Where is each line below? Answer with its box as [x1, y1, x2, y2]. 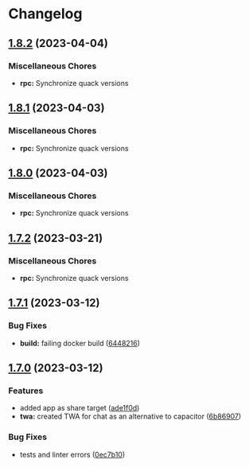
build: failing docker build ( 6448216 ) [19, 338, 141, 348]
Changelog [8, 5, 83, 23]
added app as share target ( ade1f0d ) [19, 403, 140, 413]
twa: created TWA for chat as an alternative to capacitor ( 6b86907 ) [19, 411, 242, 422]
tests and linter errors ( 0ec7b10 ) [19, 449, 126, 459]
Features [8, 385, 44, 396]
